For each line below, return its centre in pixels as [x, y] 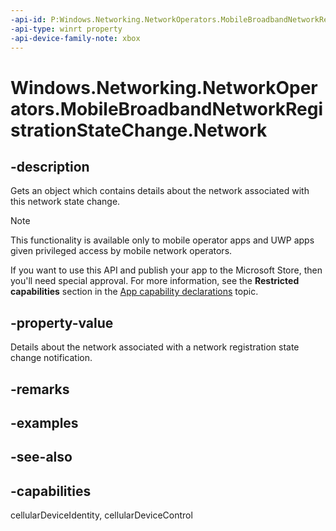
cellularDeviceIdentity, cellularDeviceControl [101, 515]
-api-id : [28, 19]
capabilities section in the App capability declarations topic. [134, 292]
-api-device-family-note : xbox [75, 38]
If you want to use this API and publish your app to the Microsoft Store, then [166, 270]
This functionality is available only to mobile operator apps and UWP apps [162, 240]
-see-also [41, 457]
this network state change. [65, 202]
